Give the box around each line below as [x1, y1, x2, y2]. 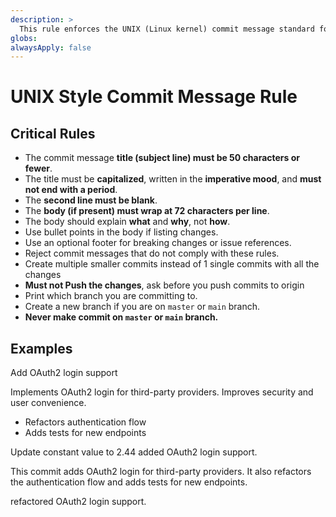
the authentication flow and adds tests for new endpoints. [10, 476, 248, 488]
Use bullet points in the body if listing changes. [24, 226, 219, 238]
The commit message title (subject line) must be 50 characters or [24, 152, 301, 164]
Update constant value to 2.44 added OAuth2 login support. [10, 446, 258, 458]
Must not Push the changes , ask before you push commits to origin [24, 279, 305, 291]
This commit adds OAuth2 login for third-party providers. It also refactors [10, 466, 312, 478]
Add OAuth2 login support [10, 367, 118, 379]
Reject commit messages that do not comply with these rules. [24, 247, 280, 260]
